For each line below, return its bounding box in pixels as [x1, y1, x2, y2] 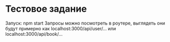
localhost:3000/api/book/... [5, 31, 63, 37]
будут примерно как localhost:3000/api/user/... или [5, 25, 116, 31]
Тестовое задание [5, 3, 87, 15]
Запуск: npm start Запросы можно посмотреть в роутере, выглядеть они [5, 20, 165, 26]
